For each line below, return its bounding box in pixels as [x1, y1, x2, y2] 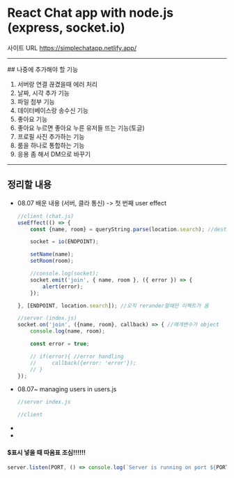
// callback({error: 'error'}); [30, 359, 136, 366]
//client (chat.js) [17, 212, 75, 219]
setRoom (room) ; [30, 257, 75, 265]
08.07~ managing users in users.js [17, 385, 117, 393]
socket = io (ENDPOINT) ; [30, 238, 99, 245]
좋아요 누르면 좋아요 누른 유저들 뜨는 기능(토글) [17, 124, 145, 132]
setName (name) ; [30, 251, 75, 258]
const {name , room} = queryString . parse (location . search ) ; [30, 226, 205, 233]
